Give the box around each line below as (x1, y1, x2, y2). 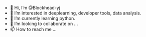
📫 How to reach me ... (10, 26, 57, 32)
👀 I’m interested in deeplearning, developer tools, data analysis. (10, 10, 141, 16)
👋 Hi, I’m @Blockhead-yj (10, 5, 60, 10)
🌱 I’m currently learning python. (10, 15, 75, 21)
